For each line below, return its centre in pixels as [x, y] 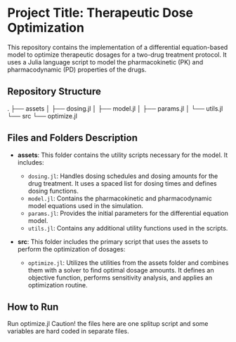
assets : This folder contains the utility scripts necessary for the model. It [123, 155]
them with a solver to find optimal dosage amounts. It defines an [121, 270]
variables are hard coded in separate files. [68, 331]
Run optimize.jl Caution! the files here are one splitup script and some [108, 324]
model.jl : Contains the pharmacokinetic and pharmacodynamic [120, 198]
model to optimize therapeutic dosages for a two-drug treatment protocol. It [117, 55]
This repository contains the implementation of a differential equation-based [118, 47]
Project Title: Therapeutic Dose [100, 13]
